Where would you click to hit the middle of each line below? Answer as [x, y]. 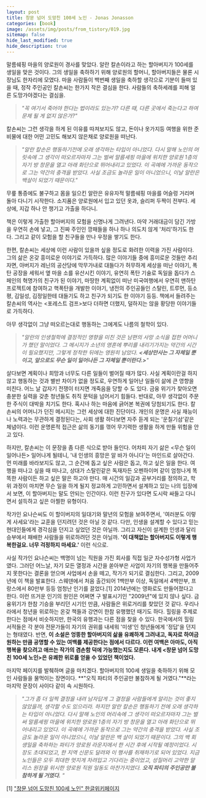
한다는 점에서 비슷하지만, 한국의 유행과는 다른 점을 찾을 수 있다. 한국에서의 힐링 [100, 619]
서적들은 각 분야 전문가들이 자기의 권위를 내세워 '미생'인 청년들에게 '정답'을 [96, 626]
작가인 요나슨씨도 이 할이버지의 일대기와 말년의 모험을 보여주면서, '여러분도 [96, 514]
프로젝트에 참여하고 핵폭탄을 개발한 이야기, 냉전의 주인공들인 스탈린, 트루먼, [96, 288]
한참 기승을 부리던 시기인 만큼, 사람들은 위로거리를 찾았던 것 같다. [105, 604]
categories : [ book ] [31, 23]
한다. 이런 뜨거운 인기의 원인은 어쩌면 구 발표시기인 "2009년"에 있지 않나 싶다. [100, 596]
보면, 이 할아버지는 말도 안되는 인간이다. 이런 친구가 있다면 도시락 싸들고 [98, 493]
